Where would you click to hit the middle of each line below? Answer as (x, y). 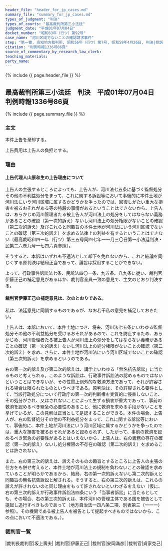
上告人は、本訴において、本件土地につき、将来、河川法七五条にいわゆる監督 (84, 327)
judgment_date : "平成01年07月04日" (40, 29)
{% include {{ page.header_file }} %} (43, 75)
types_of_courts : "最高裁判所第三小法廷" (45, 24)
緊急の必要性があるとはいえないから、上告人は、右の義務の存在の (90, 438)
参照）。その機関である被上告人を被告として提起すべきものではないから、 (80, 511)
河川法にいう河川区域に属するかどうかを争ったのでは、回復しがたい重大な (82, 202)
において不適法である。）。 (40, 517)
